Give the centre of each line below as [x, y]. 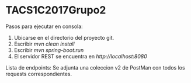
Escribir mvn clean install [44, 44]
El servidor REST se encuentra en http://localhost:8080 [80, 56]
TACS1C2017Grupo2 [56, 10]
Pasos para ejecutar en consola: [44, 26]
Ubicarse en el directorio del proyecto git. [64, 37]
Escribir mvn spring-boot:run [49, 50]
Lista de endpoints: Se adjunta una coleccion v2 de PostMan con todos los [95, 67]
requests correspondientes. [39, 74]
